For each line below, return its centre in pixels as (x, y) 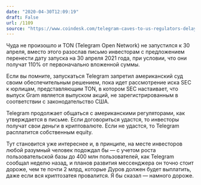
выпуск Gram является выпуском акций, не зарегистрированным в (92, 95)
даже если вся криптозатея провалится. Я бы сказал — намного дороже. (100, 176)
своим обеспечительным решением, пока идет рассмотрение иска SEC (99, 83)
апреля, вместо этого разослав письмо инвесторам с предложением (95, 52)
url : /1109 (20, 23)
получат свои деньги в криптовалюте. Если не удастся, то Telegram (93, 126)
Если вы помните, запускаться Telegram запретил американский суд (95, 76)
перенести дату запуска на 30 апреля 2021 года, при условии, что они (97, 58)
